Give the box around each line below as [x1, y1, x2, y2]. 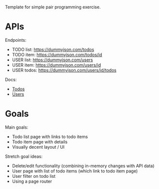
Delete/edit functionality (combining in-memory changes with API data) [12, 163, 155, 169]
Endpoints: [5, 37, 27, 43]
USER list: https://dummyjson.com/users [12, 57, 93, 63]
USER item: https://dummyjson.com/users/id [12, 62, 101, 68]
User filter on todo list [12, 173, 56, 179]
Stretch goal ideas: [5, 153, 43, 159]
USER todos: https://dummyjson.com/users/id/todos [12, 67, 117, 73]
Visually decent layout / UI [12, 144, 64, 150]
